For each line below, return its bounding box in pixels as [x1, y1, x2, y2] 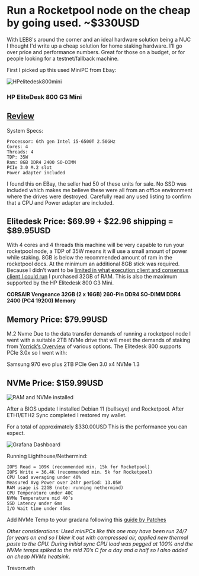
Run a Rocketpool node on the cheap [7, 4, 191, 17]
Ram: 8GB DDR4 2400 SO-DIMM [7, 159, 76, 165]
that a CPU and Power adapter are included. [7, 199, 114, 206]
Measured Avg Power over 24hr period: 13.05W [7, 480, 121, 486]
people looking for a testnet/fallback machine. [7, 55, 119, 62]
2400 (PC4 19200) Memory [7, 297, 76, 304]
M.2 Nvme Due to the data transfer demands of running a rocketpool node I [7, 330, 191, 337]
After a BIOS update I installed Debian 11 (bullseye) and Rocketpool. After [7, 405, 184, 412]
